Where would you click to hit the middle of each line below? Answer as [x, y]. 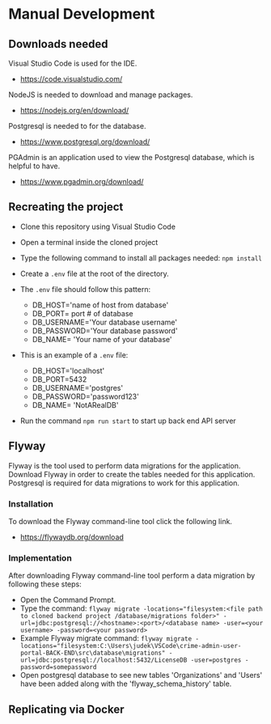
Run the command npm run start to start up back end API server [128, 421]
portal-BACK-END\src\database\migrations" [93, 653]
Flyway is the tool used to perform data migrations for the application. [125, 465]
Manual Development [82, 14]
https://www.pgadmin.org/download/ [82, 182]
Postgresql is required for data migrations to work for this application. [124, 483]
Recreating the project [66, 207]
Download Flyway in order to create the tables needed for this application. [132, 474]
